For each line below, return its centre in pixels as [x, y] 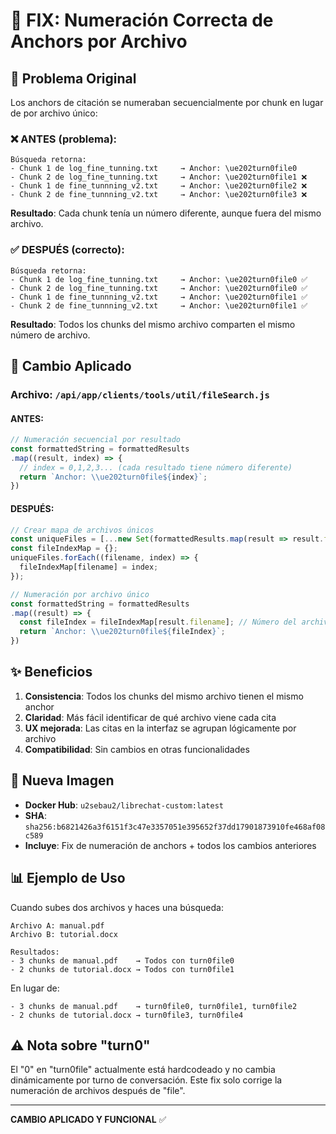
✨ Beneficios [51, 672]
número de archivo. [50, 335]
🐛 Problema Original [73, 78]
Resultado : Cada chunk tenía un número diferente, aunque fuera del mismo [166, 213]
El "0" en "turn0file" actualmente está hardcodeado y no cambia [143, 1070]
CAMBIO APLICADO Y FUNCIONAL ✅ [88, 1120]
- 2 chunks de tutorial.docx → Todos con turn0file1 [122, 969]
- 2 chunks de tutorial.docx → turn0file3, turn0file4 [127, 1015]
